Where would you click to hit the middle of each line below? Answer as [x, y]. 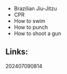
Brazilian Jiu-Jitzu [35, 9]
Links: [17, 52]
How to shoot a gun [38, 33]
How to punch [31, 27]
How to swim [30, 21]
